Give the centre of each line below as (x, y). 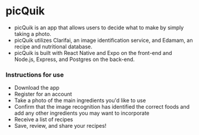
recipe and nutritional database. (53, 47)
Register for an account (43, 94)
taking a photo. (33, 33)
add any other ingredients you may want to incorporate (82, 113)
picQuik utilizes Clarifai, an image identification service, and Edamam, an (103, 40)
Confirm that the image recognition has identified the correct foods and (102, 107)
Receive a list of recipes (43, 119)
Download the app (37, 88)
